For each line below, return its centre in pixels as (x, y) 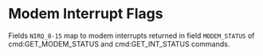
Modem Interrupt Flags (86, 14)
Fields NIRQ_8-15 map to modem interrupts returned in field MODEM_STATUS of (131, 35)
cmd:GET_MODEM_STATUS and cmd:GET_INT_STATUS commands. (119, 43)
